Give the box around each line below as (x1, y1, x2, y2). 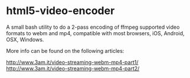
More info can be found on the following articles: (6, 47, 125, 54)
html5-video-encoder (6, 4, 115, 18)
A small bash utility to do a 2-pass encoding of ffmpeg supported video (6, 23, 180, 30)
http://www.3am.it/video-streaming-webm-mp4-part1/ (6, 59, 139, 66)
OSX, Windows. (6, 36, 44, 43)
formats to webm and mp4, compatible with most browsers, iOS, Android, (6, 29, 185, 36)
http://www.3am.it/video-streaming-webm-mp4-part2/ (6, 65, 140, 72)
